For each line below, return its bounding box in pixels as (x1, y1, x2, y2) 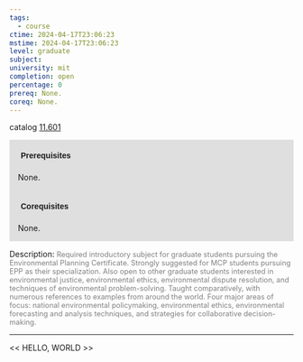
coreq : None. (9, 97, 59, 107)
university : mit (9, 64, 70, 73)
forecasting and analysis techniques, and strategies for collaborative (9, 309, 242, 319)
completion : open (9, 72, 75, 81)
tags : (9, 13, 30, 23)
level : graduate (9, 47, 70, 56)
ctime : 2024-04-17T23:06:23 (9, 30, 115, 39)
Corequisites (21, 201, 69, 212)
